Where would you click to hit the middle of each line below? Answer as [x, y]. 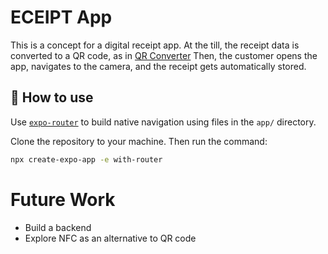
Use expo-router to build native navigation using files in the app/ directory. [163, 122]
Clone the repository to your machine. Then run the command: [139, 141]
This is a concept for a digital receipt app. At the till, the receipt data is [155, 45]
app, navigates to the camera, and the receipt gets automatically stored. [158, 66]
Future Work [63, 199]
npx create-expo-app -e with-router [86, 159]
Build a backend [58, 227]
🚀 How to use [52, 97]
